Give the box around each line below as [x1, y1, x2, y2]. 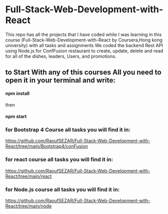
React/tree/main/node [5, 203, 52, 209]
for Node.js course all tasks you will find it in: [5, 186, 120, 193]
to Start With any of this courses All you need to [5, 68, 162, 77]
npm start [5, 114, 27, 120]
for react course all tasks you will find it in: [5, 156, 114, 163]
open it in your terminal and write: [5, 76, 116, 85]
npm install [5, 90, 30, 96]
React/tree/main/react [5, 173, 52, 179]
